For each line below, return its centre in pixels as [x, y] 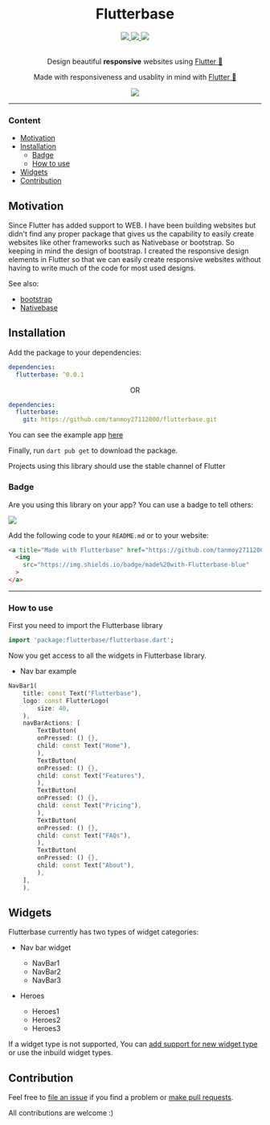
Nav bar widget [45, 948]
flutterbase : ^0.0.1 [50, 375]
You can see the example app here [66, 435]
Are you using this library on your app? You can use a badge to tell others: [131, 504]
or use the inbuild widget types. [61, 1053]
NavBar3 [47, 980]
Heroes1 [45, 1012]
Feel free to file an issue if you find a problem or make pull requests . [121, 1098]
